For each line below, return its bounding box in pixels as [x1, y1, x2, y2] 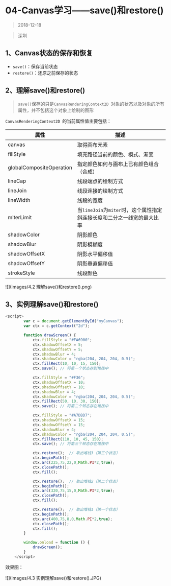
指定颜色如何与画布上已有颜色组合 [77, 160, 159, 168]
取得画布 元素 [77, 141, 108, 148]
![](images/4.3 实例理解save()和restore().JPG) [5, 575, 102, 581]
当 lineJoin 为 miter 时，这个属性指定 [77, 206, 162, 214]
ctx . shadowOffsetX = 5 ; [32, 342, 83, 347]
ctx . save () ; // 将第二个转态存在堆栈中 [32, 404, 109, 409]
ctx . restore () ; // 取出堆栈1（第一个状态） [32, 507, 120, 512]
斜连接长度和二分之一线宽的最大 [77, 214, 154, 221]
